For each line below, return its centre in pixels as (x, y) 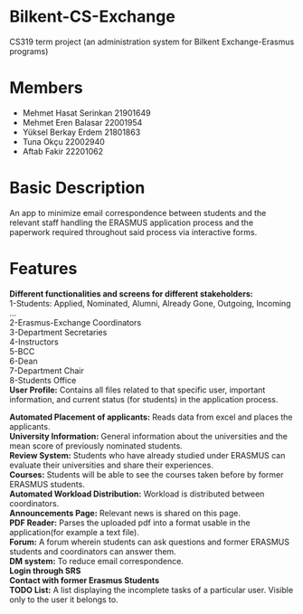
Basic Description (77, 188)
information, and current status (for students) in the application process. (144, 399)
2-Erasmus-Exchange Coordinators (76, 322)
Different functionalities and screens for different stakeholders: (131, 293)
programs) (29, 51)
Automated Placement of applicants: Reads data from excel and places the (151, 417)
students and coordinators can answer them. (93, 551)
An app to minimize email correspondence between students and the (138, 213)
